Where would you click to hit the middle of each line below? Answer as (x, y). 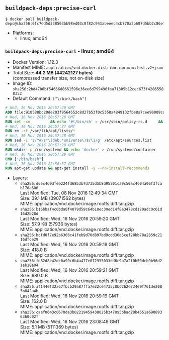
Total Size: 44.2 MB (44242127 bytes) (53, 73)
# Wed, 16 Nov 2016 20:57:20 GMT (40, 108)
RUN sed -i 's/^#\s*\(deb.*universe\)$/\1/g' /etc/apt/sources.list (78, 141)
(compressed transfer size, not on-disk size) (58, 78)
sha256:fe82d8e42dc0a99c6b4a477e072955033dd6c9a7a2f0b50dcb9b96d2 (91, 261)
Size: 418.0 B (33, 250)
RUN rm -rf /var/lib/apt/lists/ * (40, 131)
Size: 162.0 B (33, 301)
